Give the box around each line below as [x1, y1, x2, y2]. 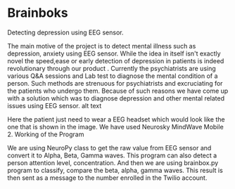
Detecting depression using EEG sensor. [7, 28, 125, 37]
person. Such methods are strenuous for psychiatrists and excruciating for [7, 79, 223, 87]
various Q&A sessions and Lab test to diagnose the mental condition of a [7, 72, 218, 80]
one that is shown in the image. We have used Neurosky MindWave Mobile [7, 122, 224, 131]
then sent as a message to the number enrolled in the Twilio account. [7, 174, 208, 182]
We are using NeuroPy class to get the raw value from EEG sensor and [7, 143, 212, 152]
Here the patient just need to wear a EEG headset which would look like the [7, 115, 225, 124]
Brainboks [7, 5, 68, 21]
